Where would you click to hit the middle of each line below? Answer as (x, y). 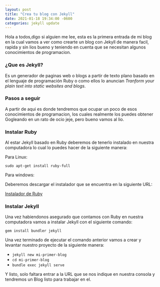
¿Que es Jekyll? (24, 65)
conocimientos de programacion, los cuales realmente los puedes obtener (79, 114)
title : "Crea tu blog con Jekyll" (40, 14)
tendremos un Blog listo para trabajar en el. (48, 279)
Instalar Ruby (21, 132)
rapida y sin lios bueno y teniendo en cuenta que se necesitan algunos (76, 47)
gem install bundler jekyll (33, 231)
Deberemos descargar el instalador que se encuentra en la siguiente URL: (79, 185)
